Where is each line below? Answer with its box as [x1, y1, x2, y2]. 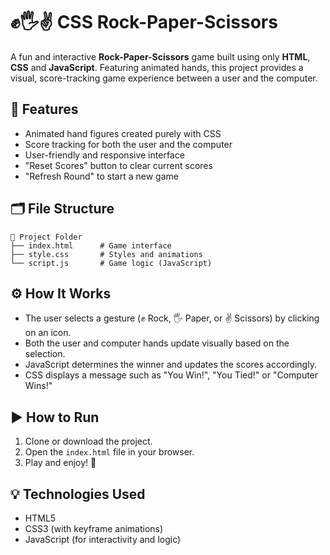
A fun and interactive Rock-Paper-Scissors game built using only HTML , [10, 50, 311, 63]
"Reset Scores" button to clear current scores [24, 159, 213, 171]
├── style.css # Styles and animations [10, 249, 203, 259]
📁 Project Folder [10, 232, 83, 242]
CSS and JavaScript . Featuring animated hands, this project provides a [10, 61, 304, 73]
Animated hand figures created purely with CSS [24, 127, 222, 139]
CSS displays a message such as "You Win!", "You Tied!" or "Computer [24, 369, 319, 381]
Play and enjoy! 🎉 [24, 457, 97, 469]
